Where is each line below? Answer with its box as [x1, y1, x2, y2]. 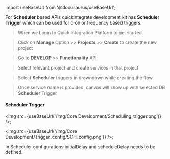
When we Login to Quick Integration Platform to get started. [17, 30, 143, 35]
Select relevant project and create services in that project [17, 65, 139, 71]
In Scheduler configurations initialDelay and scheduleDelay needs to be [5, 144, 156, 150]
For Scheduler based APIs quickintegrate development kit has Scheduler [5, 14, 160, 20]
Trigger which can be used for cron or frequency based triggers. [5, 20, 142, 26]
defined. [5, 149, 23, 155]
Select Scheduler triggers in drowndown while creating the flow [17, 75, 153, 81]
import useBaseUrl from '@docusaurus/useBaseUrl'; [5, 5, 116, 10]
